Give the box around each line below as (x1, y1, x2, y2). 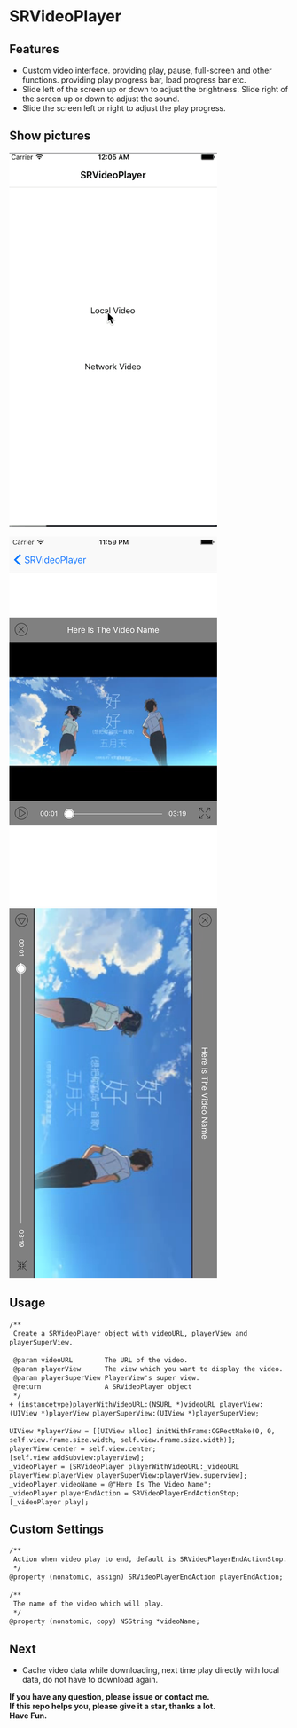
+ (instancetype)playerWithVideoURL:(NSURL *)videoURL (9, 1400, 216, 1408)
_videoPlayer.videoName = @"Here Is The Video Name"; (9, 1479, 213, 1488)
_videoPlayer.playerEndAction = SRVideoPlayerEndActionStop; (9, 1488, 240, 1497)
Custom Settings (9, 1522, 105, 1537)
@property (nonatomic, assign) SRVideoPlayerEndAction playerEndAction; (9, 1573, 284, 1582)
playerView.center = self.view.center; (9, 1444, 157, 1453)
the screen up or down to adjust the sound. (21, 93, 180, 104)
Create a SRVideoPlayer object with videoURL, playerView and (12, 1329, 248, 1337)
